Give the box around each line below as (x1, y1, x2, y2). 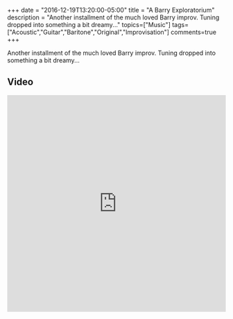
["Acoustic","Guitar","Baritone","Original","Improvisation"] (7, 28, 170, 36)
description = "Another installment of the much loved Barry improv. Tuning (7, 13, 220, 21)
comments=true (171, 28, 217, 36)
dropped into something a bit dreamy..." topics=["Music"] (7, 21, 171, 28)
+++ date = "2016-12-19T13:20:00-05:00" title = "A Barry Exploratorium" (7, 6, 215, 14)
